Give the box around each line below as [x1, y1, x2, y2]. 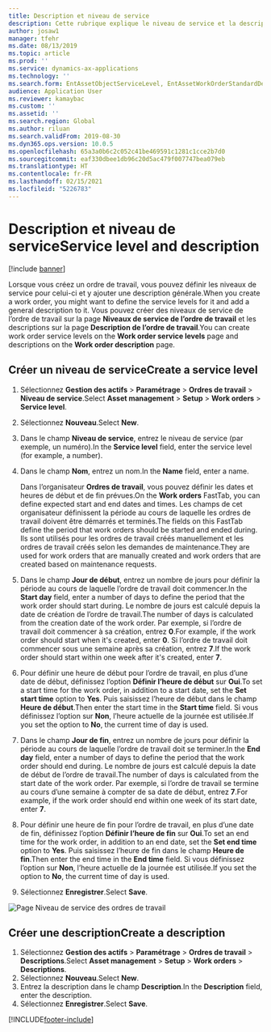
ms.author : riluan [8, 125, 70, 133]
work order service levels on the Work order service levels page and [8, 331, 239, 341]
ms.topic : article [8, 49, 70, 57]
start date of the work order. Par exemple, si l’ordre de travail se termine [19, 778, 260, 788]
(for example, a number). [19, 450, 103, 460]
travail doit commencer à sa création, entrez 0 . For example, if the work [19, 626, 256, 636]
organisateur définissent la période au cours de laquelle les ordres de [19, 508, 252, 517]
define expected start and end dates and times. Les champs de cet [19, 499, 244, 508]
